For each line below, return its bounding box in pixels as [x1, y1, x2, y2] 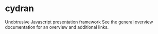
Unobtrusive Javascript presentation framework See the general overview [5, 19, 153, 25]
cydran [5, 3, 34, 14]
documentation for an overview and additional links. [5, 24, 109, 30]
